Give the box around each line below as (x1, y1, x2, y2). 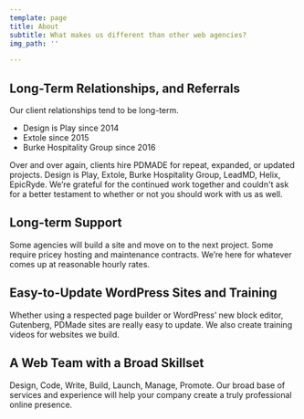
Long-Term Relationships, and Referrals (9, 80, 240, 96)
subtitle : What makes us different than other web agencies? (9, 30, 247, 39)
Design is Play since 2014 (22, 122, 120, 133)
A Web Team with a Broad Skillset (9, 355, 204, 371)
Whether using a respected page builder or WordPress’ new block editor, (9, 309, 284, 320)
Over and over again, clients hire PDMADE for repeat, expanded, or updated (9, 160, 295, 171)
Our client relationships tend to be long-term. (9, 105, 180, 116)
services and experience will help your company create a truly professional (9, 389, 292, 400)
